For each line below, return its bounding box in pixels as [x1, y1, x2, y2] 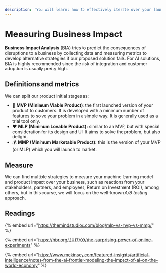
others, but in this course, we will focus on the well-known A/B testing [5, 190, 148, 196]
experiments [5, 242, 31, 248]
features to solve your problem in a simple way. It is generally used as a [12, 113, 158, 119]
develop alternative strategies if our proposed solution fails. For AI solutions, [5, 55, 161, 61]
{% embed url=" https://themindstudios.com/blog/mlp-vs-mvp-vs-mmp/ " [5, 222, 154, 228]
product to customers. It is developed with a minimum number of [12, 108, 144, 114]
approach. [5, 195, 26, 201]
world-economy [5, 262, 38, 268]
